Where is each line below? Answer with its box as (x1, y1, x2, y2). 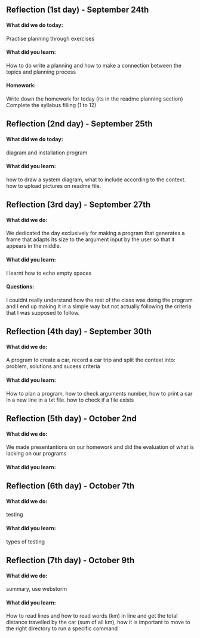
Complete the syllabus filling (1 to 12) (6, 102, 97, 108)
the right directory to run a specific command (6, 625, 118, 632)
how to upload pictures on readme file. (6, 182, 101, 189)
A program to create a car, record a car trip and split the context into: (6, 356, 176, 364)
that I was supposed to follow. (6, 309, 80, 316)
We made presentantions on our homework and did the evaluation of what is (6, 443, 194, 451)
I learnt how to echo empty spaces (6, 269, 92, 277)
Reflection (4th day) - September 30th (6, 326, 152, 337)
